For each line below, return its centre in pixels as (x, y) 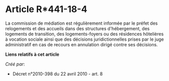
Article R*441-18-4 (46, 9)
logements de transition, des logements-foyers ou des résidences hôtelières (84, 34)
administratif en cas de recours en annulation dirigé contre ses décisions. (81, 44)
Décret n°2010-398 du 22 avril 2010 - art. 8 (58, 73)
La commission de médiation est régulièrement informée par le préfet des (81, 23)
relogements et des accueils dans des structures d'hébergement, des (77, 28)
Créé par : (15, 64)
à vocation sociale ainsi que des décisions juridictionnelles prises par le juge (84, 39)
